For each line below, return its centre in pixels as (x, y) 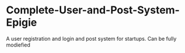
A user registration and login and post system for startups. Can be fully (91, 38)
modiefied (18, 45)
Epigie (22, 22)
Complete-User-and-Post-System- (93, 10)
